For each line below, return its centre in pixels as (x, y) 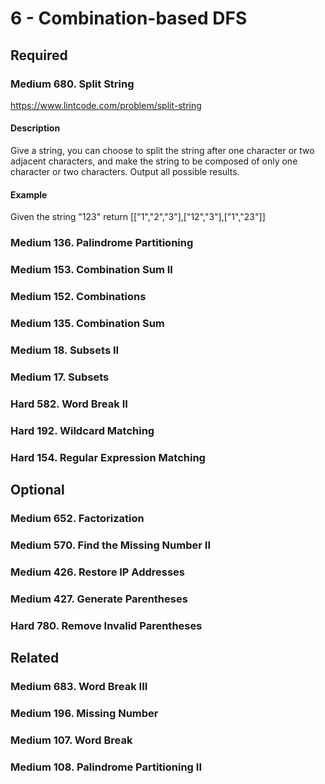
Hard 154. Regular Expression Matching (108, 457)
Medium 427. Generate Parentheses (99, 599)
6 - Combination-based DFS (129, 18)
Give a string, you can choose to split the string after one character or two (162, 151)
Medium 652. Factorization (77, 518)
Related (35, 657)
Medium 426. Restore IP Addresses (98, 572)
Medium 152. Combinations (78, 297)
